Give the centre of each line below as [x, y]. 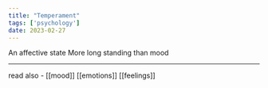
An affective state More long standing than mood [89, 53]
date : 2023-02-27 [37, 30]
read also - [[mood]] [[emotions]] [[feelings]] [82, 75]
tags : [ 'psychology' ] [44, 23]
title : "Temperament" [44, 15]
